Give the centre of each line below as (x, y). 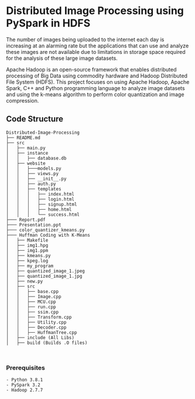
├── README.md (23, 138)
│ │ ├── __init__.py (36, 179)
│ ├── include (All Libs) (40, 337)
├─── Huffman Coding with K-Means (48, 235)
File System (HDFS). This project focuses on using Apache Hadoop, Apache (98, 82)
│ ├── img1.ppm (27, 250)
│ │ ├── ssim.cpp (32, 312)
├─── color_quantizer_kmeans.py (45, 230)
